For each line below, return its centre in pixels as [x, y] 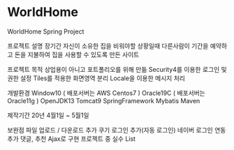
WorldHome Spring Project [46, 31]
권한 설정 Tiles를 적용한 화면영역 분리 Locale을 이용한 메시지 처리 [96, 78]
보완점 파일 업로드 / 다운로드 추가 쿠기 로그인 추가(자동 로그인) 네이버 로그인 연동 [117, 130]
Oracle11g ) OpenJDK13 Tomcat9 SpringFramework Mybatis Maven [104, 100]
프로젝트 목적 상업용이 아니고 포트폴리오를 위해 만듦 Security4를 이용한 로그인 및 [117, 69]
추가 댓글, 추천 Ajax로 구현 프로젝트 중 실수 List [72, 138]
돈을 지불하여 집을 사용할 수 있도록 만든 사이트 [77, 54]
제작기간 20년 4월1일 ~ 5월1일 [48, 115]
